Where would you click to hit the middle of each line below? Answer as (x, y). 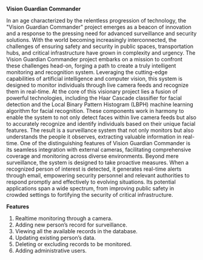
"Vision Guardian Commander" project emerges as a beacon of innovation (99, 27)
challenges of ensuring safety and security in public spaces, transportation (100, 46)
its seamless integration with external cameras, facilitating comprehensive (99, 149)
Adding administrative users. (51, 251)
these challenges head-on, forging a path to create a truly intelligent (91, 66)
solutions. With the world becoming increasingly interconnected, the (92, 40)
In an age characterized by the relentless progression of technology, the (96, 20)
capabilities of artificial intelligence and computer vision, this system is (95, 79)
